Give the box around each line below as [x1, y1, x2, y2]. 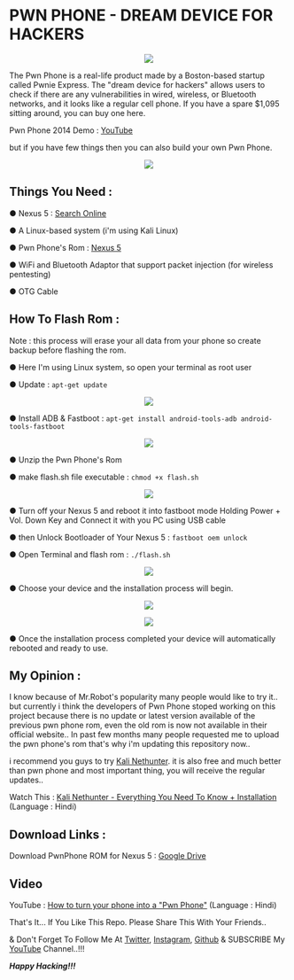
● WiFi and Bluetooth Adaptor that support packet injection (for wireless [9, 259, 274, 270]
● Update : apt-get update [9, 378, 108, 390]
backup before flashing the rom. [9, 345, 127, 355]
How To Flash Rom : [9, 312, 120, 327]
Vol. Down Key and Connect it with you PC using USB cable [9, 515, 226, 525]
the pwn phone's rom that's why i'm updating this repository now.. [9, 739, 251, 750]
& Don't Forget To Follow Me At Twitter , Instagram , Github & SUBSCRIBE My [9, 934, 285, 945]
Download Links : [9, 827, 106, 842]
